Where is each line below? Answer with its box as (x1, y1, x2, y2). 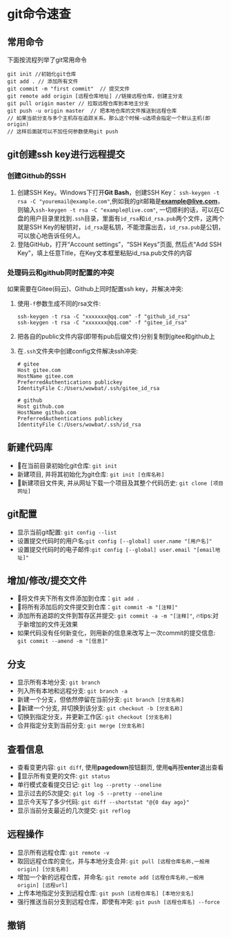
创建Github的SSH (7, 171, 67, 180)
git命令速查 (7, 6, 71, 22)
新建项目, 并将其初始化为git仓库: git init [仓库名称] (17, 470, 165, 478)
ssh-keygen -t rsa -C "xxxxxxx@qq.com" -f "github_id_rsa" (17, 313, 191, 320)
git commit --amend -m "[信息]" (17, 638, 108, 645)
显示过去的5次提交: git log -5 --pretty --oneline (17, 789, 163, 797)
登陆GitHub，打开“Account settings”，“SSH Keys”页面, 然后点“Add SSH (17, 240, 222, 248)
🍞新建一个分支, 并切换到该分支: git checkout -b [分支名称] (17, 704, 183, 712)
